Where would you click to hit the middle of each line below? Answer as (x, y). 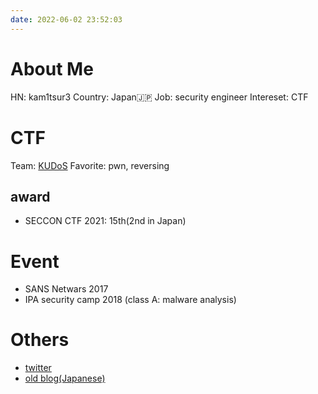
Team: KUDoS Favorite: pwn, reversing (90, 165)
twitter (38, 368)
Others (40, 340)
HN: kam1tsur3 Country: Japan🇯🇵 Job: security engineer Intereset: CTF (159, 97)
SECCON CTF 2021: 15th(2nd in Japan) (105, 221)
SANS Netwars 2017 (66, 289)
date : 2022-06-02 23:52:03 (66, 19)
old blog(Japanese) (65, 378)
